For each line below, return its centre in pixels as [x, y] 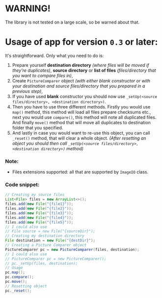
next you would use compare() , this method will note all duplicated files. [84, 117]
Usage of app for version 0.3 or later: [81, 42]
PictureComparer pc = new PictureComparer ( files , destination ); [72, 249]
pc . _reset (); [18, 291]
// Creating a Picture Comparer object [46, 245]
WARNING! [28, 9]
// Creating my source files [35, 195]
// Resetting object [26, 286]
